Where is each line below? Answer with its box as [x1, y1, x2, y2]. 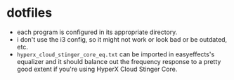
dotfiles [6, 5, 53, 21]
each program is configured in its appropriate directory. [16, 28, 178, 36]
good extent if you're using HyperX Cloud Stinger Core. [16, 65, 178, 73]
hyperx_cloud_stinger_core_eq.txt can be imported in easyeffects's [16, 50, 215, 58]
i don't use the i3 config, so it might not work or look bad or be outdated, [16, 35, 228, 43]
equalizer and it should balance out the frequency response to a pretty [16, 57, 221, 65]
